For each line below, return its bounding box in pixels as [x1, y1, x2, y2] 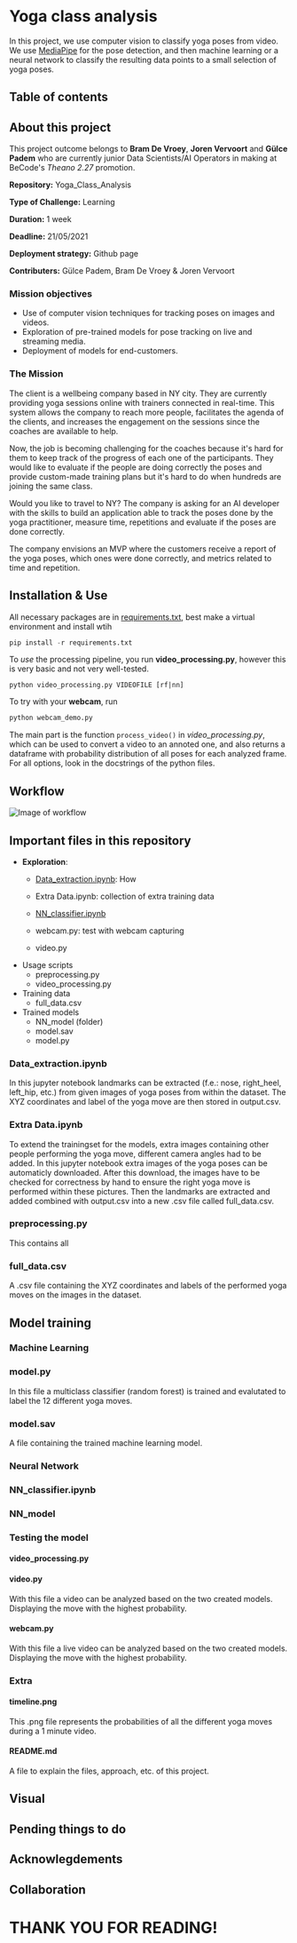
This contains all [9, 1237, 69, 1249]
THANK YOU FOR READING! [9, 1917, 218, 1938]
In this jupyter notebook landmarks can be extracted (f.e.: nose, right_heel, [9, 1077, 282, 1089]
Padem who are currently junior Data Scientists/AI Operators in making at [9, 153, 277, 163]
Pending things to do [9, 1821, 127, 1836]
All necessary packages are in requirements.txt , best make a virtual [9, 611, 255, 623]
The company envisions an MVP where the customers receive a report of [9, 543, 277, 554]
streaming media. [21, 336, 86, 347]
